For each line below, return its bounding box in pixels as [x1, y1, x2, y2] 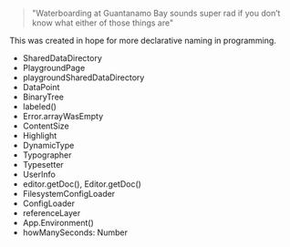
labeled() [22, 101, 57, 112]
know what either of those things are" [31, 17, 174, 28]
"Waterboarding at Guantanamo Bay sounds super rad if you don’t [31, 8, 281, 18]
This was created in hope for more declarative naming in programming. [9, 36, 276, 46]
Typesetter [22, 160, 64, 170]
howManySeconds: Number [22, 227, 128, 238]
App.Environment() [22, 218, 94, 228]
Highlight [22, 130, 57, 140]
